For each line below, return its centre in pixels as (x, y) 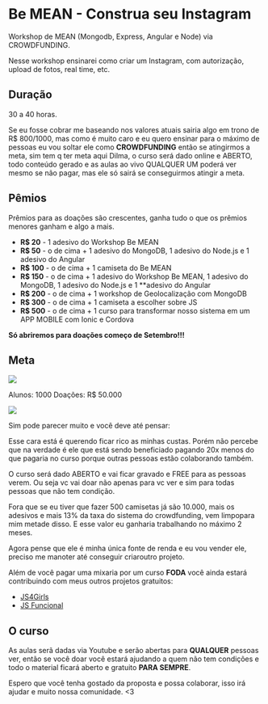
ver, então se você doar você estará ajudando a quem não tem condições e (134, 659)
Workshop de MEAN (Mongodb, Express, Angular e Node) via (111, 36)
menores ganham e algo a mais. (61, 226)
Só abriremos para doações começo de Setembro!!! (96, 335)
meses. (21, 533)
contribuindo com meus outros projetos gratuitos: (91, 581)
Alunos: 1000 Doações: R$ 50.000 (65, 395)
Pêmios (27, 198)
